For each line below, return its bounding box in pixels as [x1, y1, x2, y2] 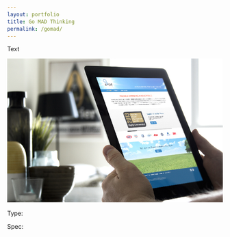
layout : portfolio [7, 11, 60, 18]
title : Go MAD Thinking [7, 18, 75, 25]
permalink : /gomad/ [7, 25, 63, 32]
